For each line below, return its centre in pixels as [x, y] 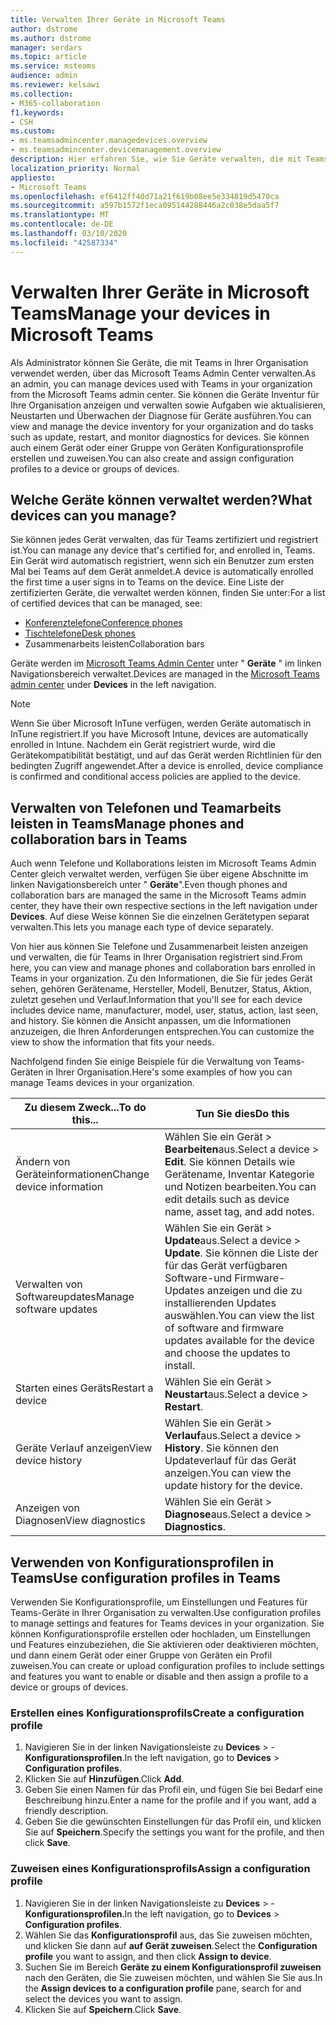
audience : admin [44, 76]
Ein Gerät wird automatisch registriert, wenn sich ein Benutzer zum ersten [162, 561]
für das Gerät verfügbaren [226, 1266]
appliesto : [33, 177]
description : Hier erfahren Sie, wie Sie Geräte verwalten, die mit [156, 159]
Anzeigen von [47, 1508]
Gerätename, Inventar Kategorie [239, 1174]
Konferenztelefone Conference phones [103, 623]
